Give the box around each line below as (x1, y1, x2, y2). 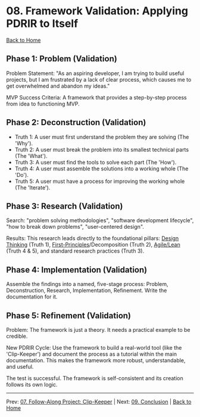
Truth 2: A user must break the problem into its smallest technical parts (14, 146, 189, 153)
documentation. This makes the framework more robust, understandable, (6, 357, 186, 364)
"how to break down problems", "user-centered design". (6, 223, 145, 231)
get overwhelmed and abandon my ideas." (6, 82, 110, 89)
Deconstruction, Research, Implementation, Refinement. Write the (6, 287, 167, 294)
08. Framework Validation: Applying (6, 4, 189, 18)
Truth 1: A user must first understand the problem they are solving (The (14, 133, 189, 141)
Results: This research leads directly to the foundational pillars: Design (6, 235, 179, 242)
